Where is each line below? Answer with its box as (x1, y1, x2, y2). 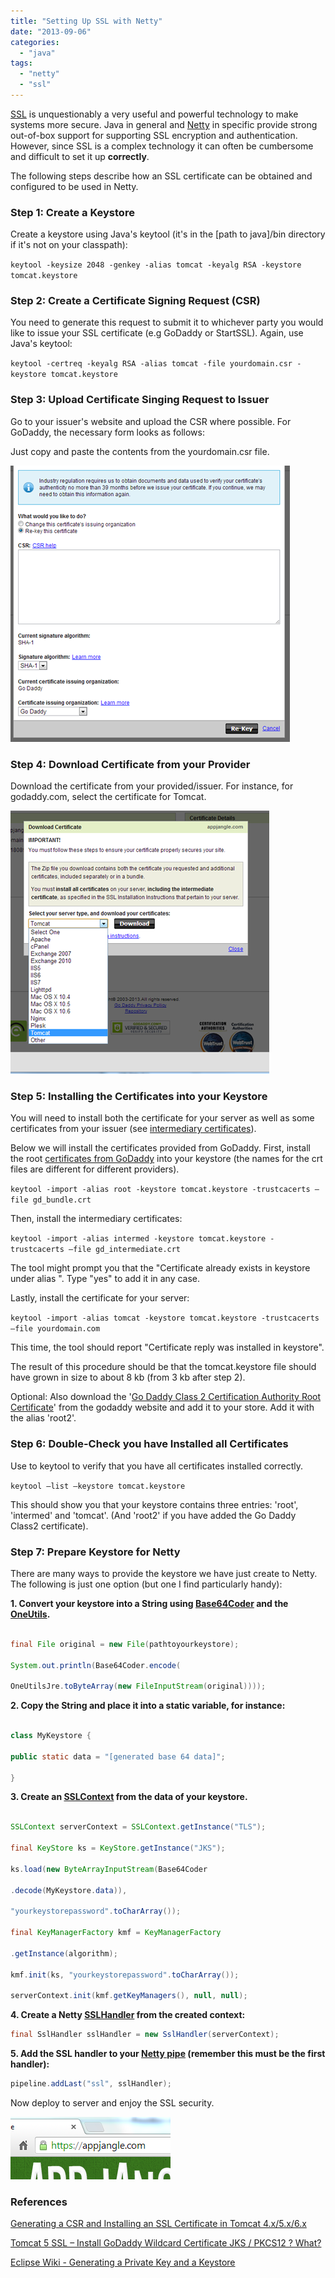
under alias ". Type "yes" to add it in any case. (10, 1273, 201, 1285)
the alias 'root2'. (10, 1412, 77, 1424)
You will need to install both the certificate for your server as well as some (10, 1112, 315, 1124)
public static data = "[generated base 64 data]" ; (10, 1751, 226, 1762)
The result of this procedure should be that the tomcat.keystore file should (10, 1361, 317, 1373)
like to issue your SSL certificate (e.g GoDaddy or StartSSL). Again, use (10, 327, 304, 339)
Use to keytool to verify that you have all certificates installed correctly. (10, 1460, 304, 1472)
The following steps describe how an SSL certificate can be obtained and (10, 170, 313, 182)
